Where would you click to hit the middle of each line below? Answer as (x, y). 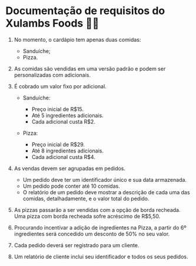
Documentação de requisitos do (85, 11)
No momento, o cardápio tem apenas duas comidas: (77, 39)
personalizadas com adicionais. (52, 75)
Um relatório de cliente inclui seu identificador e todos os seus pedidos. (101, 257)
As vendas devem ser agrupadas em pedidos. (70, 168)
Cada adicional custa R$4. (63, 157)
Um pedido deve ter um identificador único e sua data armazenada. (104, 179)
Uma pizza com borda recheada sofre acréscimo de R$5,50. (87, 216)
